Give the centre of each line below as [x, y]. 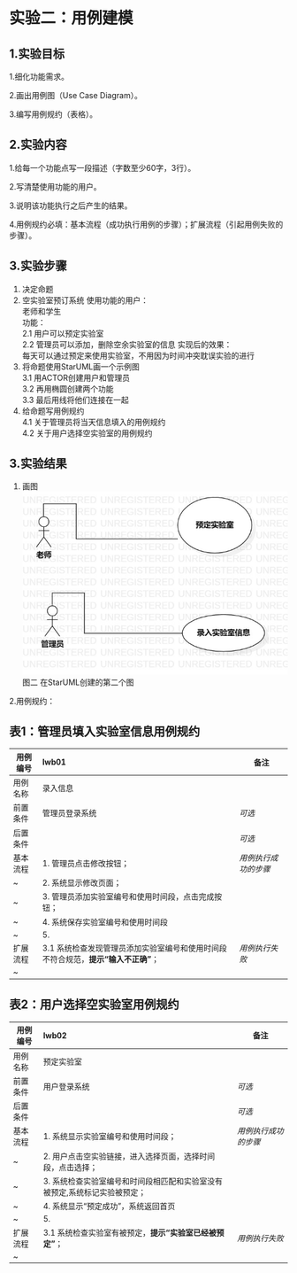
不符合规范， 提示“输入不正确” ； [101, 959]
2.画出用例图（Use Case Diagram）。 [76, 95]
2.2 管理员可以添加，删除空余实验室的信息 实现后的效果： [127, 344]
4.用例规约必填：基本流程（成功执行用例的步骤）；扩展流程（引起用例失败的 [146, 224]
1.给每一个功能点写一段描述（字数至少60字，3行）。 [103, 167]
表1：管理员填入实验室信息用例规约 [105, 732]
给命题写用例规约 [53, 411]
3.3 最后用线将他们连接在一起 [76, 400]
